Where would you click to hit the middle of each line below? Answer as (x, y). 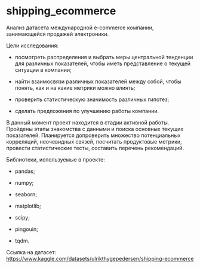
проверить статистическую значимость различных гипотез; (92, 99)
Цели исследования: (32, 45)
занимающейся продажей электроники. (58, 33)
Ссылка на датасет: (31, 252)
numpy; (24, 182)
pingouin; (27, 229)
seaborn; (26, 194)
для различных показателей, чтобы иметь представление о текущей (103, 63)
